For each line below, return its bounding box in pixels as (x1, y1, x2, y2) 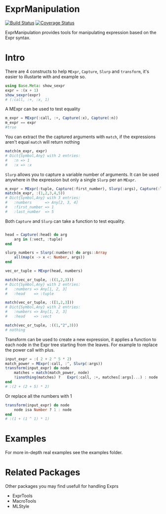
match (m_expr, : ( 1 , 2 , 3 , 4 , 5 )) (5, 191, 65, 196)
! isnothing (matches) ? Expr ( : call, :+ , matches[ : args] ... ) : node (14, 375, 158, 380)
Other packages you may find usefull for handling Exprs (5, 483, 119, 489)
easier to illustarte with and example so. (5, 73, 86, 80)
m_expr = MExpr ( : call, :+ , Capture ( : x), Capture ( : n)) (5, 115, 119, 121)
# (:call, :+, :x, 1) (5, 97, 50, 102)
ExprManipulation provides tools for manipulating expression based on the (5, 29, 157, 35)
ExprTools (12, 493, 33, 499)
